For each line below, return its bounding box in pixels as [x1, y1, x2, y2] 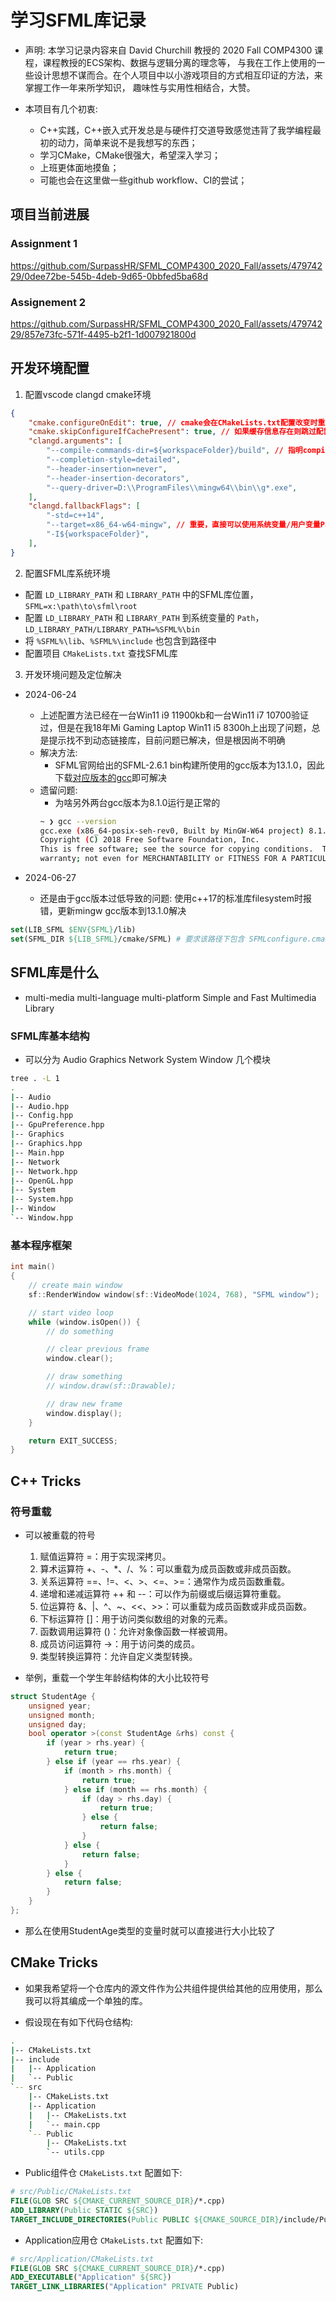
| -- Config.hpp [10, 1111, 74, 1121]
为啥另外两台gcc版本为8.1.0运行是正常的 [54, 796, 221, 808]
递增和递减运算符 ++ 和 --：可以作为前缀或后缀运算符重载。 [39, 1587, 287, 1600]
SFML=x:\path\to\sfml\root [24, 601, 138, 611]
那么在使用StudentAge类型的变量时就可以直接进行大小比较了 [24, 1924, 276, 1936]
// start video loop [28, 1307, 114, 1318]
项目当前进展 [10, 206, 90, 223]
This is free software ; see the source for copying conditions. [39, 844, 314, 855]
